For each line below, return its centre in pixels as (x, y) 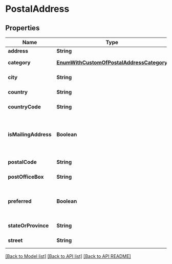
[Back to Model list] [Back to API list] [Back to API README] (68, 256)
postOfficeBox (26, 177)
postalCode (22, 162)
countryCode (24, 107)
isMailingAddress (30, 134)
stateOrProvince (28, 225)
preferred (20, 201)
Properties (23, 28)
